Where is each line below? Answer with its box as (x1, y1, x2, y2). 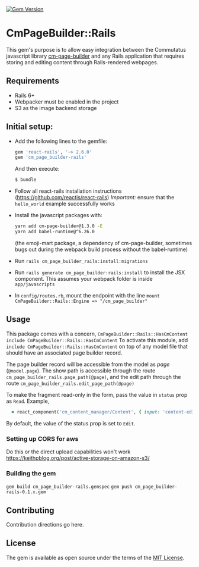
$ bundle (14, 177, 37, 183)
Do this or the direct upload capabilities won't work (6, 448, 131, 455)
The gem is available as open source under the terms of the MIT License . (6, 554, 185, 561)
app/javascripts (14, 281, 55, 287)
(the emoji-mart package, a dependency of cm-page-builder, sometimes (14, 239, 192, 246)
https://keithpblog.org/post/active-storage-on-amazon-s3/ (6, 454, 150, 461)
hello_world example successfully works (14, 200, 115, 208)
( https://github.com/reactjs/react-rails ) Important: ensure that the (14, 194, 175, 201)
